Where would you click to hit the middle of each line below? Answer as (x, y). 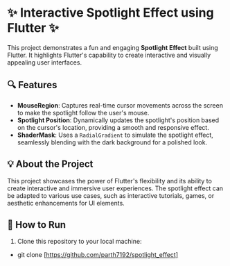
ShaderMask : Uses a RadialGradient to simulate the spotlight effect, (115, 135)
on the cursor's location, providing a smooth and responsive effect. (113, 127)
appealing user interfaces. (44, 62)
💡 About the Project (50, 164)
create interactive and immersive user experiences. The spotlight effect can (115, 188)
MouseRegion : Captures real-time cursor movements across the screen (120, 105)
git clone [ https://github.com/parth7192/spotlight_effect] (98, 255)
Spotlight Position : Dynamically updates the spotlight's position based (118, 120)
